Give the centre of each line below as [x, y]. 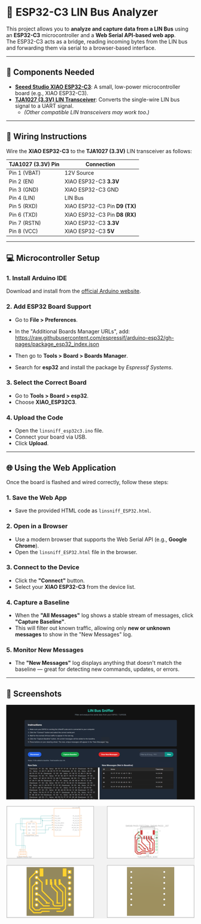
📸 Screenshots [34, 694]
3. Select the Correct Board [46, 382]
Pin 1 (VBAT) [25, 173]
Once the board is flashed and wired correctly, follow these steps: [87, 482]
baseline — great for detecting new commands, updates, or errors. [97, 669]
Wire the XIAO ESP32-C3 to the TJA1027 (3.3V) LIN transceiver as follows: [99, 151]
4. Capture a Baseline [38, 602]
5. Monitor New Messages [45, 650]
